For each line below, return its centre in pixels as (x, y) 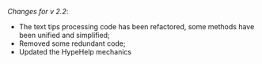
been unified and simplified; (64, 35)
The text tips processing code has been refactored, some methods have (137, 26)
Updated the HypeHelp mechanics (75, 52)
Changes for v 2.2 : (38, 11)
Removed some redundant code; (72, 43)
